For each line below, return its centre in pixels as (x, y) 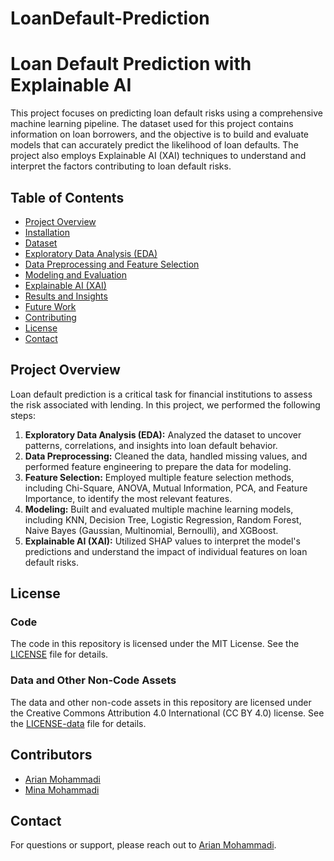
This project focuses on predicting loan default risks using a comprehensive (167, 113)
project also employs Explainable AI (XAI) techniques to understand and (158, 156)
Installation (47, 232)
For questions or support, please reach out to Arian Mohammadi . (143, 845)
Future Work (50, 306)
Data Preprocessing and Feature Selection (112, 264)
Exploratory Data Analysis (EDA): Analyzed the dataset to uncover (163, 434)
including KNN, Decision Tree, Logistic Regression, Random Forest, (163, 519)
